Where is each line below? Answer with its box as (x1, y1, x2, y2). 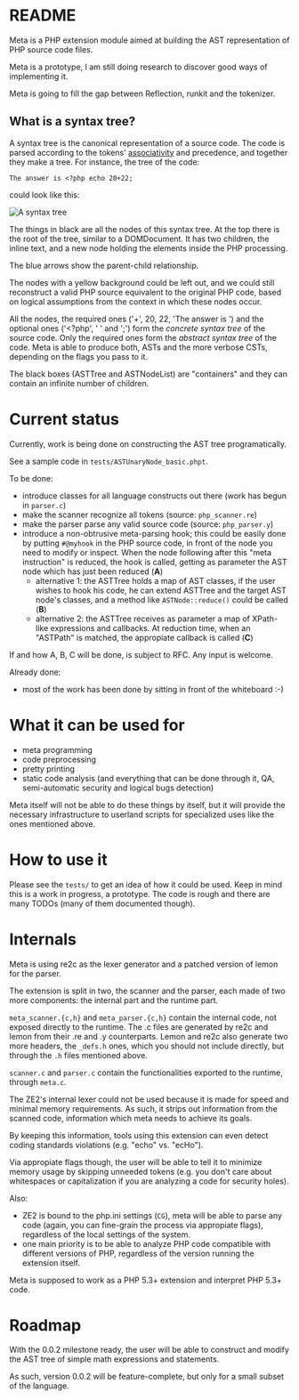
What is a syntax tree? (9, 114, 136, 129)
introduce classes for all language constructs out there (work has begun (21, 490, 287, 501)
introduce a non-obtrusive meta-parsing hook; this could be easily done (21, 528, 287, 538)
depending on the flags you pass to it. (9, 351, 149, 361)
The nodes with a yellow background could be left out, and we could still (9, 277, 275, 287)
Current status (9, 409, 120, 429)
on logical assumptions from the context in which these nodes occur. (9, 295, 263, 307)
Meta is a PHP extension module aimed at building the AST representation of (9, 35, 290, 45)
